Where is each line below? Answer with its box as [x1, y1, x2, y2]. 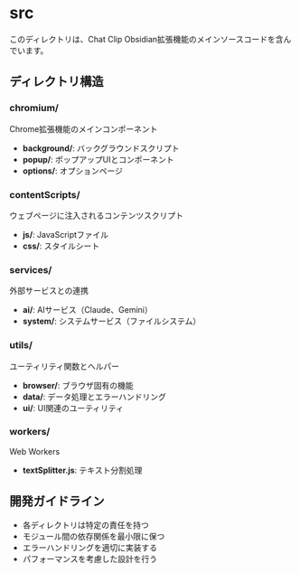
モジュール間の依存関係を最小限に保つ [22, 531, 165, 541]
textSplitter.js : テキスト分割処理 [22, 465, 143, 475]
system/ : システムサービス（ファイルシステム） [22, 315, 202, 327]
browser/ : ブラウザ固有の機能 [22, 380, 134, 390]
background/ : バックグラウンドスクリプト [22, 143, 180, 154]
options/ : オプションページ [22, 165, 124, 176]
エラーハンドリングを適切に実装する [22, 541, 158, 553]
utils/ [9, 339, 33, 352]
